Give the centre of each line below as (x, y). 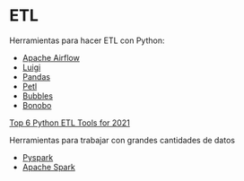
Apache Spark (49, 167)
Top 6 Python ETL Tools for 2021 (70, 123)
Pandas (36, 76)
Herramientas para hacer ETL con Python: (87, 40)
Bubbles (38, 96)
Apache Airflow (51, 57)
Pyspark (38, 157)
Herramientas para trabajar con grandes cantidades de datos (122, 140)
